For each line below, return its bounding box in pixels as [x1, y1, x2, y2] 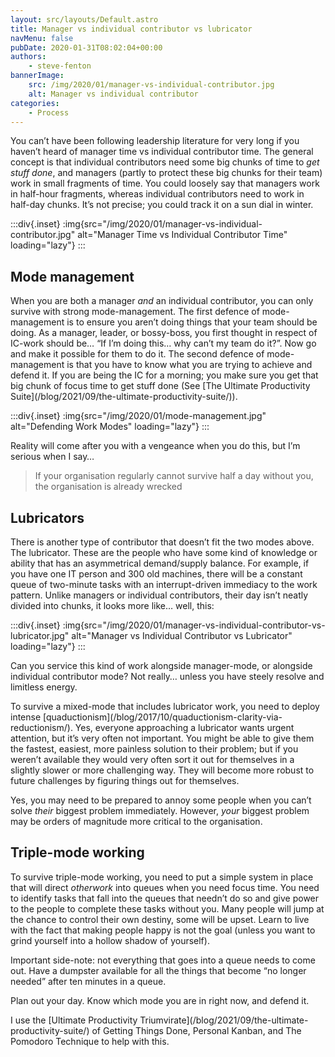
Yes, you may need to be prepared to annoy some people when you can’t [10, 794, 312, 806]
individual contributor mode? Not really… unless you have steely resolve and [10, 671, 325, 682]
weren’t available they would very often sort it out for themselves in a [10, 754, 295, 765]
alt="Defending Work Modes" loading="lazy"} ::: [10, 421, 210, 433]
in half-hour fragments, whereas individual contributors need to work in [10, 188, 305, 200]
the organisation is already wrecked [34, 481, 183, 493]
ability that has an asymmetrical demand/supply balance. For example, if [10, 557, 310, 569]
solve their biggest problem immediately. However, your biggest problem [10, 805, 310, 816]
